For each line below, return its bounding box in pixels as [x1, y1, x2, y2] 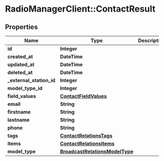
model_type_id [7, 85, 43, 91]
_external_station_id [7, 77, 56, 84]
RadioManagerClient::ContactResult [5, 3, 156, 15]
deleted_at [7, 69, 33, 76]
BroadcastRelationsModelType [60, 148, 133, 155]
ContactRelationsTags [60, 132, 113, 139]
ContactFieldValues [60, 93, 107, 99]
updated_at [7, 61, 35, 68]
